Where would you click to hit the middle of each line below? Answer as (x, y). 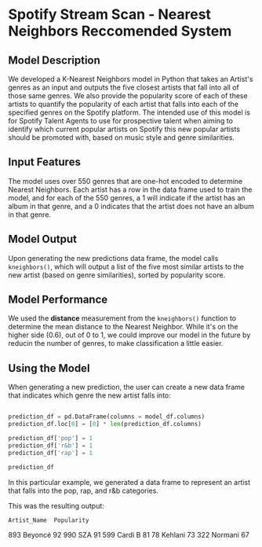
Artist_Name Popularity (49, 520)
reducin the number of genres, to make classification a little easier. (116, 343)
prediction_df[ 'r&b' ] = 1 (50, 446)
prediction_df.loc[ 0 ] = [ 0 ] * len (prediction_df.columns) (105, 424)
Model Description (54, 60)
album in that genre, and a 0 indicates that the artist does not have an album (131, 206)
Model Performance (58, 300)
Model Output (42, 239)
